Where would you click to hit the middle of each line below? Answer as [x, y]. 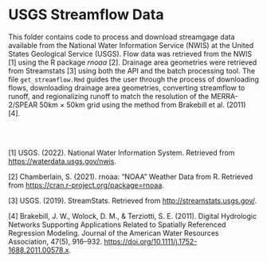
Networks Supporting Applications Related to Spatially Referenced [117, 224]
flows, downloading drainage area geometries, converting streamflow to [127, 87]
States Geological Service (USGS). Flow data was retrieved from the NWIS [130, 54]
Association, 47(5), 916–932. [55, 241]
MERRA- [225, 96]
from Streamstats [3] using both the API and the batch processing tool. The [132, 70]
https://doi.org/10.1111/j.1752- [151, 241]
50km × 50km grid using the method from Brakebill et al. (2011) [143, 105]
